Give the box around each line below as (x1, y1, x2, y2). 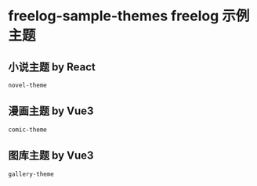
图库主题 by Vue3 (8, 149, 94, 163)
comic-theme (8, 126, 47, 134)
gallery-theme (8, 170, 55, 178)
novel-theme (8, 81, 47, 89)
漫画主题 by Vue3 (8, 105, 94, 118)
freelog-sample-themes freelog (8, 7, 219, 25)
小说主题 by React (8, 60, 96, 73)
